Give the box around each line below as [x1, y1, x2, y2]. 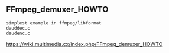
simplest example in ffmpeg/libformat [6, 20, 102, 26]
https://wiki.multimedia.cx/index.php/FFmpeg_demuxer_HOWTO [6, 40, 163, 47]
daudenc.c [6, 30, 31, 36]
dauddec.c [6, 25, 31, 31]
